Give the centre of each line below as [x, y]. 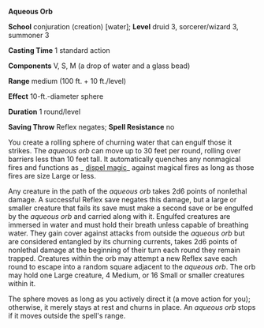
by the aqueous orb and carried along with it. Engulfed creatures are [119, 216]
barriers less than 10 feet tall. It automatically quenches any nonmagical [125, 159]
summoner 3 [29, 35]
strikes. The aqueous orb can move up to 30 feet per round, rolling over [125, 151]
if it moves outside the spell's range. [67, 316]
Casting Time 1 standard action [59, 50]
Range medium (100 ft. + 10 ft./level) [67, 81]
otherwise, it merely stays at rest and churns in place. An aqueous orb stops [132, 307]
